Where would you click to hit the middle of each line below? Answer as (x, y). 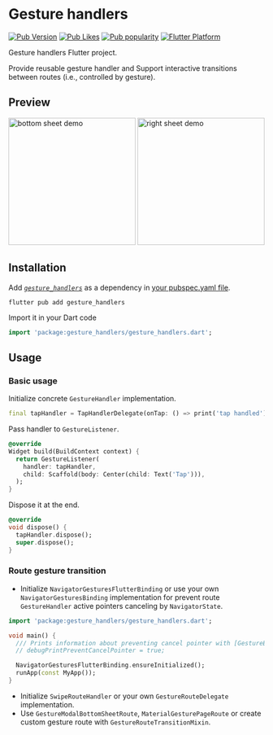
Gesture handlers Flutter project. (63, 52)
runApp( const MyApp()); (56, 673)
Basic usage (33, 381)
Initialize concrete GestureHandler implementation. (92, 399)
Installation (37, 268)
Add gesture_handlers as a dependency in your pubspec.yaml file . (119, 287)
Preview (30, 103)
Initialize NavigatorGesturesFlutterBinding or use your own (119, 588)
